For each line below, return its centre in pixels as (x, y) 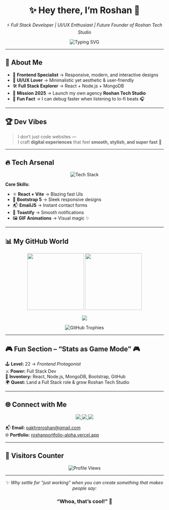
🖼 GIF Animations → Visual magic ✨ (51, 218)
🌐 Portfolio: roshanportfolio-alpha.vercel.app (52, 435)
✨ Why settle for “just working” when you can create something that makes (84, 482)
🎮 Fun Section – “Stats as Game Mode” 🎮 (73, 349)
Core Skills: (18, 184)
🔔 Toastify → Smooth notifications (48, 213)
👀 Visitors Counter (35, 456)
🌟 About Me (24, 63)
